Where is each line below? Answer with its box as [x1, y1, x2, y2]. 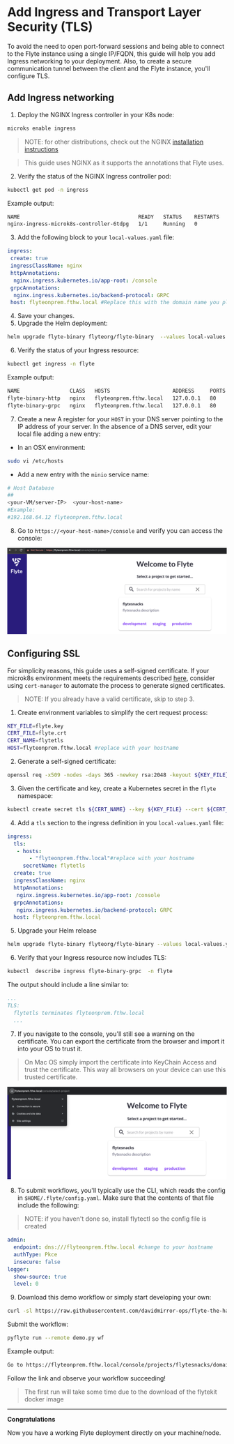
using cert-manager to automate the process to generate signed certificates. [7, 681, 226, 689]
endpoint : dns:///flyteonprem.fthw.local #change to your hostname [13, 1244, 214, 1251]
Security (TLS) [7, 19, 93, 35]
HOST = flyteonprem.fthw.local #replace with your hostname [7, 744, 179, 752]
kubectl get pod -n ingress [7, 186, 89, 193]
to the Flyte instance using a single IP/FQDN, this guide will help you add [7, 50, 216, 58]
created [24, 1222, 47, 1231]
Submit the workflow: [7, 1320, 68, 1329]
